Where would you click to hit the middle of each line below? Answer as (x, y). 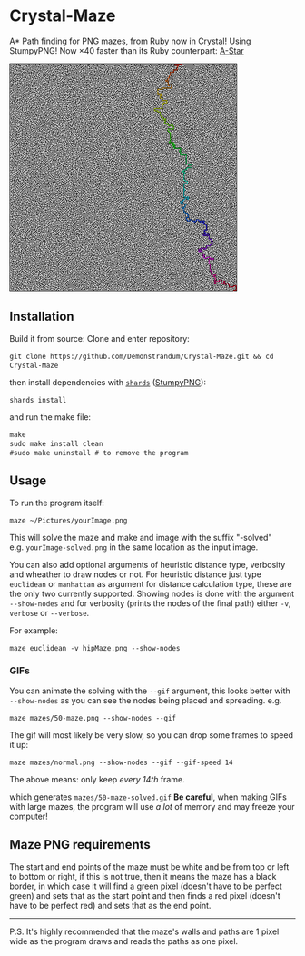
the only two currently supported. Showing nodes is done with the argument (152, 593)
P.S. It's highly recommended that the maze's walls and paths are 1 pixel (144, 931)
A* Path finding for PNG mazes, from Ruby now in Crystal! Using (130, 41)
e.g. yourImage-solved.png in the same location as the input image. (134, 547)
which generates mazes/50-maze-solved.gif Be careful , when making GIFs (148, 797)
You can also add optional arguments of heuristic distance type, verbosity (148, 564)
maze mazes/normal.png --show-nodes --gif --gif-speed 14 (121, 762)
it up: (19, 744)
